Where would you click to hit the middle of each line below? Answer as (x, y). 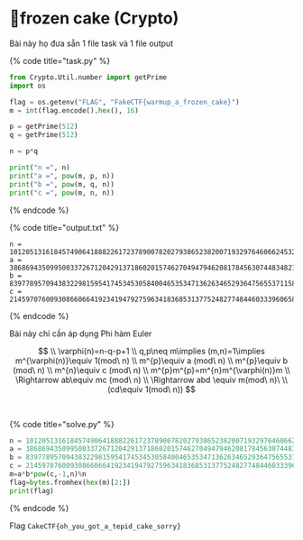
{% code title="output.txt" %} (64, 227)
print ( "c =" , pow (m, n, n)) (62, 193)
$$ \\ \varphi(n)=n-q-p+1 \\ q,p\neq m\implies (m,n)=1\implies (151, 351)
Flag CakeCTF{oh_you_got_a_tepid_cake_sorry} (96, 526)
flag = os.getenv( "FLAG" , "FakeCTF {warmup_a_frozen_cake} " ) (125, 102)
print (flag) (32, 490)
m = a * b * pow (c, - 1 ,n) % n (48, 474)
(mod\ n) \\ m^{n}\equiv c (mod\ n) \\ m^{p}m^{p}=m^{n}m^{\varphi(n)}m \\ (151, 370)
